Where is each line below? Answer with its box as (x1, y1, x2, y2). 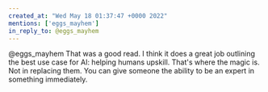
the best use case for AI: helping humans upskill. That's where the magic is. (8, 57, 260, 67)
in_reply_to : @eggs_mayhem (8, 27, 99, 35)
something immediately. (8, 74, 88, 85)
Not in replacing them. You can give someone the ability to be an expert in (8, 66, 255, 76)
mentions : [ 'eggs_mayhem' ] (8, 19, 99, 27)
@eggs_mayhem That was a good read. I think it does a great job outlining (8, 49, 256, 59)
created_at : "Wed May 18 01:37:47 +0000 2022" (8, 11, 168, 20)
